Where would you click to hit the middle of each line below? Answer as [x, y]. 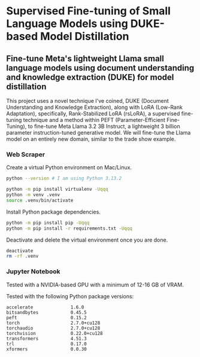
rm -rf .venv [22, 256]
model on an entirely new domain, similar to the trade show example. [91, 139]
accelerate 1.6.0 [45, 307]
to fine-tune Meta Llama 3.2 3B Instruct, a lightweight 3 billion [104, 126]
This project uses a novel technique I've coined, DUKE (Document [87, 101]
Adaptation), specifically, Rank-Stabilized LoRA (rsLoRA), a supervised [93, 114]
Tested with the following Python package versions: [70, 296]
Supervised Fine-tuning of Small [88, 11]
